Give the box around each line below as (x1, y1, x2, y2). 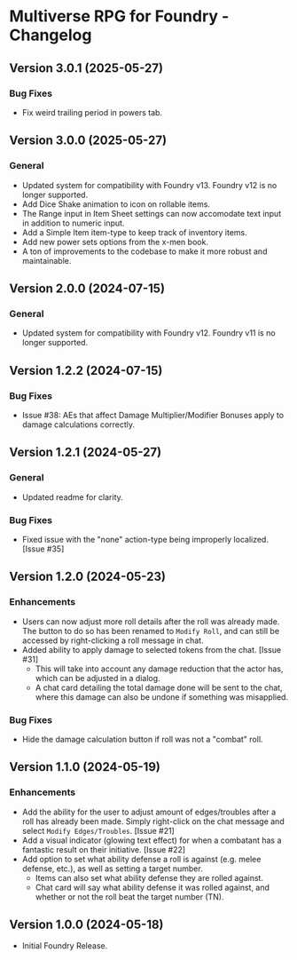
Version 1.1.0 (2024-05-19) (9, 759, 161, 774)
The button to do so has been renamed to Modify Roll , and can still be (21, 625, 280, 636)
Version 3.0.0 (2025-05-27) (9, 133, 167, 148)
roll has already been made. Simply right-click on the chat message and (21, 815, 285, 827)
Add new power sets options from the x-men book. (21, 236, 208, 247)
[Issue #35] (21, 543, 65, 554)
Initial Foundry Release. (21, 940, 108, 951)
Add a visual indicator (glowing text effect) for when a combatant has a (21, 835, 282, 845)
